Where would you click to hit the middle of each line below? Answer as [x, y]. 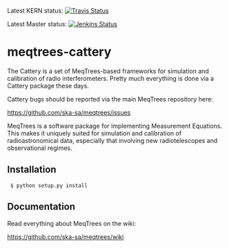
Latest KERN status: [35, 11]
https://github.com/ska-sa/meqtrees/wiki [66, 237]
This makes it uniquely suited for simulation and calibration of [94, 133]
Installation [32, 170]
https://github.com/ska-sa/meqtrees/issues [69, 112]
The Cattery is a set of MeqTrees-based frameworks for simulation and [108, 71]
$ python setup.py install [49, 185]
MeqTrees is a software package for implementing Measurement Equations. [115, 126]
